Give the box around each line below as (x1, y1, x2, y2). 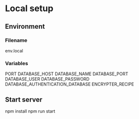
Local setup (5, 3, 54, 14)
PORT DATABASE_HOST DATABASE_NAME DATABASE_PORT (5, 71, 128, 77)
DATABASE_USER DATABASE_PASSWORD (5, 76, 90, 82)
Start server (5, 95, 42, 103)
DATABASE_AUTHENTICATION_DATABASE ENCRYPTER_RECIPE (5, 81, 134, 87)
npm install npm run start (5, 108, 56, 114)
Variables (5, 60, 28, 67)
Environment (5, 22, 45, 31)
